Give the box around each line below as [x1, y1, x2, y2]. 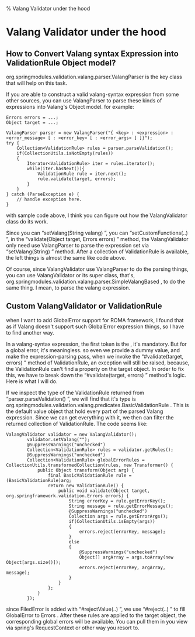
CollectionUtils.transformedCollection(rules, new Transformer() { [6, 462, 174, 468]
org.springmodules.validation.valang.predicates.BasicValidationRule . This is [6, 401, 189, 408]
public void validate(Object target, [58, 488, 150, 494]
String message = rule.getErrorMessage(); [68, 503, 174, 509]
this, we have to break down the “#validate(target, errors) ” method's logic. [6, 371, 186, 378]
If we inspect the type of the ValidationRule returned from [6, 389, 145, 396]
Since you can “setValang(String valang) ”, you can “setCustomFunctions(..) [6, 229, 188, 236]
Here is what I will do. [6, 377, 58, 385]
